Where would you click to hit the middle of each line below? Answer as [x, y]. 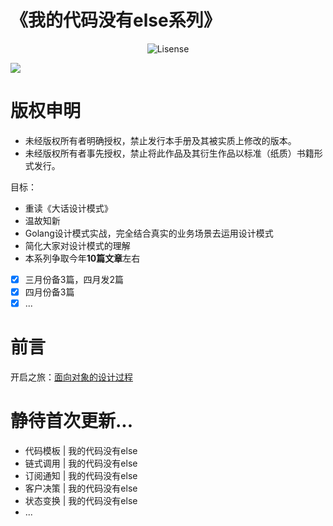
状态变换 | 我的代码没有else [81, 500]
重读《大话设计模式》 [68, 208]
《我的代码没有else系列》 [116, 20]
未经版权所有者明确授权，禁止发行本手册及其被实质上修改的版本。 [160, 140]
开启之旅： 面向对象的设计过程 [71, 377]
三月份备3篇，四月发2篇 [74, 279]
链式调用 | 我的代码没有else [81, 463]
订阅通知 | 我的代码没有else [81, 475]
